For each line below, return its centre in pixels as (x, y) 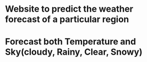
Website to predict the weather (69, 9)
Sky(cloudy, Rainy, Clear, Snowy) (74, 52)
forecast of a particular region (67, 19)
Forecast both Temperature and (71, 42)
